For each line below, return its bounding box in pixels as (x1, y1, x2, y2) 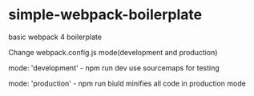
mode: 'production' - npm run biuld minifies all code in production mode (8, 78, 246, 88)
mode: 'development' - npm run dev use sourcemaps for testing (8, 62, 220, 73)
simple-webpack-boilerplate (8, 6, 203, 24)
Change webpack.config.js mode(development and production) (8, 47, 218, 57)
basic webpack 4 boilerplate (8, 32, 103, 42)
